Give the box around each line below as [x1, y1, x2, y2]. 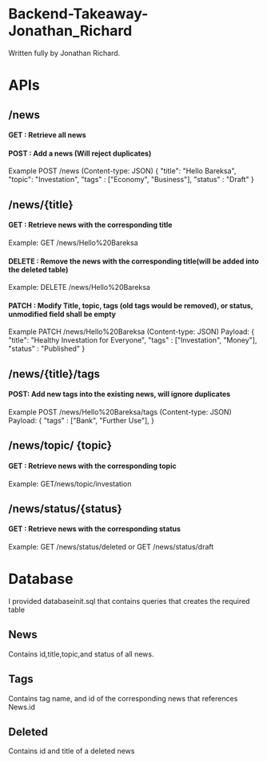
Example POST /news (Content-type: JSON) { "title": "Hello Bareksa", [8, 166, 237, 176]
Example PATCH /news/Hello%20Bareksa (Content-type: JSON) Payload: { [8, 327, 255, 336]
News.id [8, 702, 36, 712]
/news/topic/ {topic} [8, 439, 113, 452]
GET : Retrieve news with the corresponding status [8, 524, 181, 534]
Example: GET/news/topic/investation [8, 478, 132, 488]
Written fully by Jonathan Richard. [8, 48, 121, 58]
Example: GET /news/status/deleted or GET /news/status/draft [8, 542, 214, 552]
